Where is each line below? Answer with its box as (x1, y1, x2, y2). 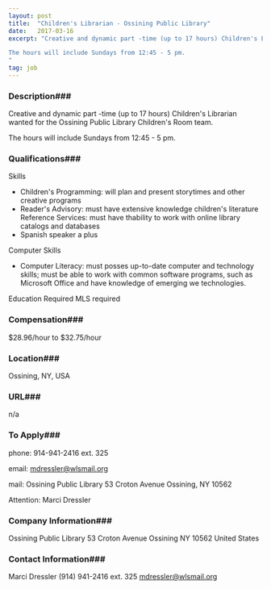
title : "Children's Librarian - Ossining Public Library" (8, 19, 211, 27)
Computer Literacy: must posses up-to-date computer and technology (19, 261, 254, 271)
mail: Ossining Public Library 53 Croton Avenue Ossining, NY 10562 (8, 479, 232, 489)
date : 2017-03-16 (8, 27, 74, 35)
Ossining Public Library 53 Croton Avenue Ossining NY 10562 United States (8, 533, 260, 543)
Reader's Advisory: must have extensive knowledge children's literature (19, 204, 259, 214)
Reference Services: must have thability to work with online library (19, 213, 240, 223)
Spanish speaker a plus (19, 230, 98, 240)
